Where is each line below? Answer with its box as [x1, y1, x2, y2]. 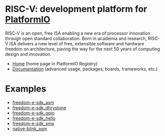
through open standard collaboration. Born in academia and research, [5, 35, 147, 41]
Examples [5, 83, 46, 95]
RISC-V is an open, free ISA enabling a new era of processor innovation [5, 30, 151, 36]
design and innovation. [5, 51, 52, 57]
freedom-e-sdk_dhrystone [12, 104, 67, 110]
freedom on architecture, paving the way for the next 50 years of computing [5, 46, 160, 52]
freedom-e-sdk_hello [12, 115, 56, 121]
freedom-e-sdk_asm [12, 100, 54, 105]
